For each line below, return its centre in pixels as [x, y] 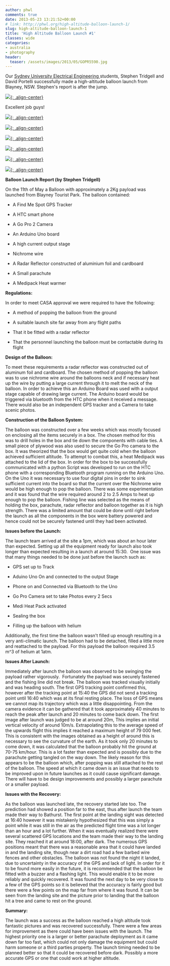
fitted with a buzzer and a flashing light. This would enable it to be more [80, 874]
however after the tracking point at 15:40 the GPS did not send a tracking [81, 693]
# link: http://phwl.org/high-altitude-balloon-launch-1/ [68, 24]
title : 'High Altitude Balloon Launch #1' [51, 33]
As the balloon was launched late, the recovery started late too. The [76, 804]
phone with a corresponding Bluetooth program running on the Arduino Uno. [85, 473]
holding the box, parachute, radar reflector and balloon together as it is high [84, 505]
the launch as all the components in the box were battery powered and [79, 516]
